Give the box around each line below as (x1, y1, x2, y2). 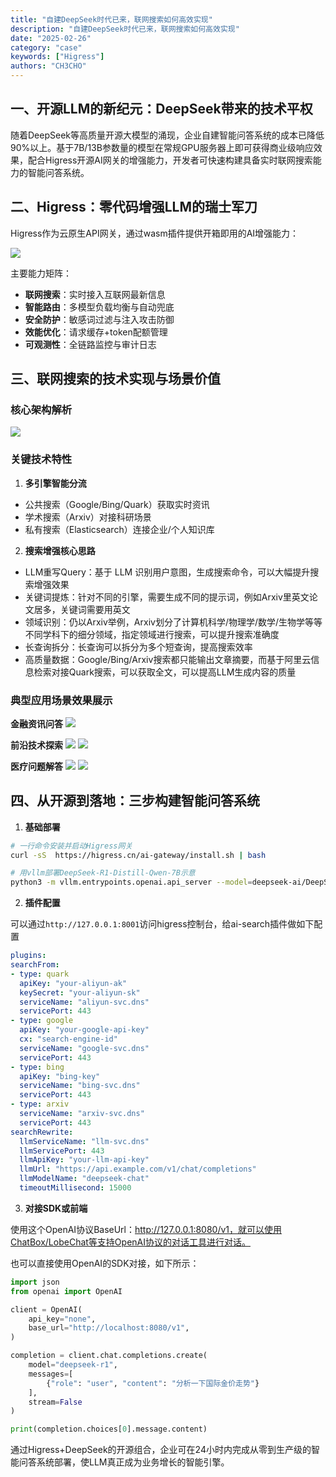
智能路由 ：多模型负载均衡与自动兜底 (24, 301, 175, 313)
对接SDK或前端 (24, 1202, 88, 1214)
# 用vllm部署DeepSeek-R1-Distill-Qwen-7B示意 (10, 868, 196, 878)
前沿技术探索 (10, 739, 63, 751)
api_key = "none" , (28, 1314, 97, 1324)
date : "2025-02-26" (10, 33, 92, 43)
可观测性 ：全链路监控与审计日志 (24, 338, 157, 350)
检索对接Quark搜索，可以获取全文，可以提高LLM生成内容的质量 (33, 666, 297, 678)
